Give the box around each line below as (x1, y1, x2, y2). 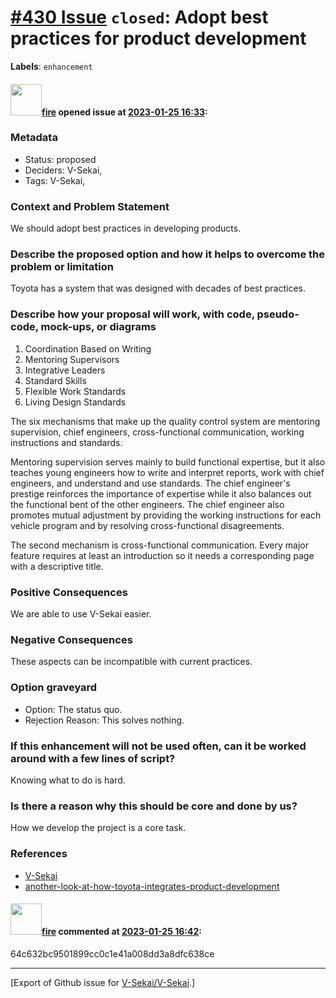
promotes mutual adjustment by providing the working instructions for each (10, 509, 322, 521)
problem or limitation (10, 260, 114, 274)
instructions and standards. (10, 436, 123, 448)
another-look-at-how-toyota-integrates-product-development (24, 880, 280, 892)
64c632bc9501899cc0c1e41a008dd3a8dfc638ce (10, 947, 215, 960)
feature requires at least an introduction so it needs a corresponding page (10, 549, 315, 561)
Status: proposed (24, 153, 97, 165)
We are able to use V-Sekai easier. (10, 608, 152, 620)
